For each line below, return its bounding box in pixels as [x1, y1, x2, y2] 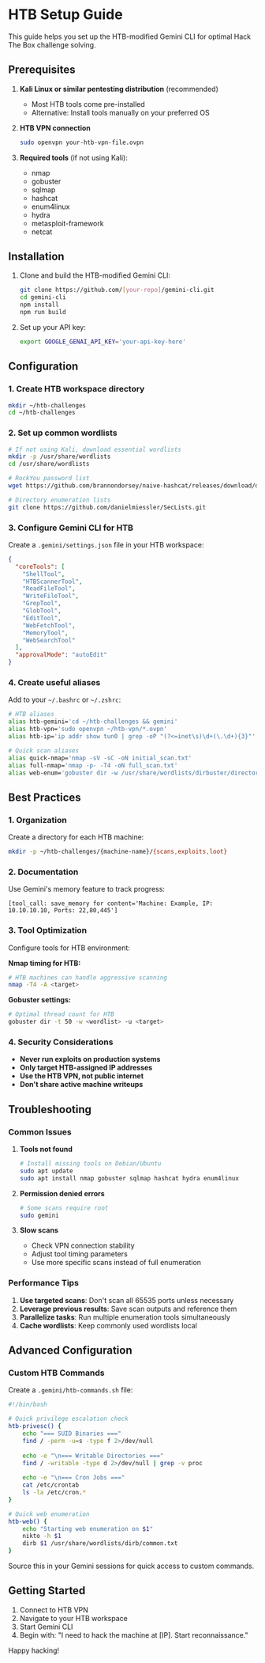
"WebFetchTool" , [22, 621, 77, 630]
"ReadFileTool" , [22, 585, 77, 593]
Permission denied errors [19, 1188, 105, 1198]
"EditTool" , [22, 614, 62, 622]
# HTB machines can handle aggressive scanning [8, 973, 168, 982]
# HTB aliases [8, 710, 55, 718]
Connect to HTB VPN [19, 1604, 89, 1615]
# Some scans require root [19, 1204, 109, 1212]
